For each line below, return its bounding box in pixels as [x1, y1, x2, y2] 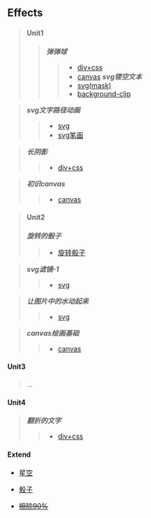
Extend [7, 450, 31, 459]
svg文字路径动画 [26, 105, 81, 115]
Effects [7, 6, 44, 20]
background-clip [77, 89, 131, 98]
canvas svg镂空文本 [77, 72, 142, 81]
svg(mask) [77, 80, 112, 90]
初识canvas [26, 178, 66, 188]
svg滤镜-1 [26, 264, 59, 274]
